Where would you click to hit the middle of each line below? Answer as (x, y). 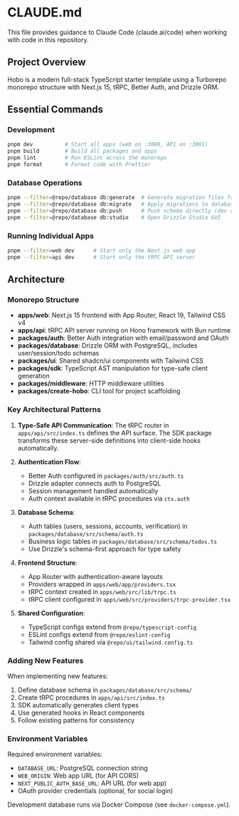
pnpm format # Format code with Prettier (79, 165)
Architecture (36, 279)
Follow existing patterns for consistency (76, 720)
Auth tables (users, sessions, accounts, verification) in (108, 526)
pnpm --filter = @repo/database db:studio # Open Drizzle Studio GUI (114, 217)
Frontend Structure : (48, 563)
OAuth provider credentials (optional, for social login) (95, 791)
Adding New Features (46, 660)
